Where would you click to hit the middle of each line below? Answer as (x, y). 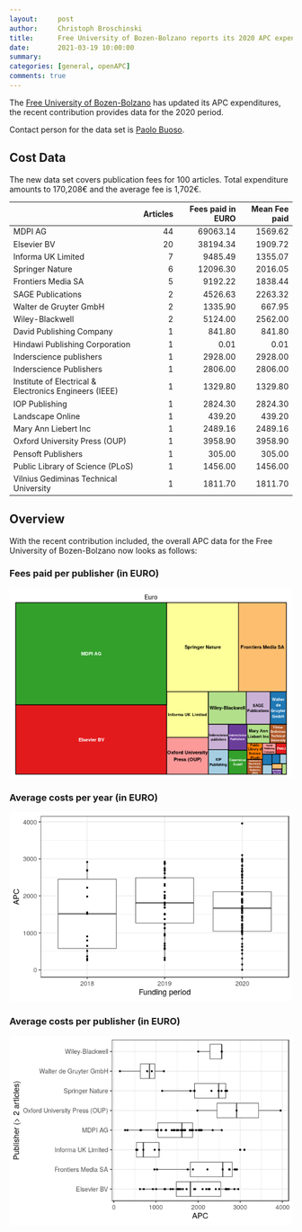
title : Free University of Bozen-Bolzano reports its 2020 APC (140, 38)
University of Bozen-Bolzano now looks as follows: (103, 550)
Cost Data (38, 158)
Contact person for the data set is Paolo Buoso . (97, 129)
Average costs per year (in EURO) (84, 798)
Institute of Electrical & (55, 381)
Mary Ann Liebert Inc (52, 429)
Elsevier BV (34, 244)
